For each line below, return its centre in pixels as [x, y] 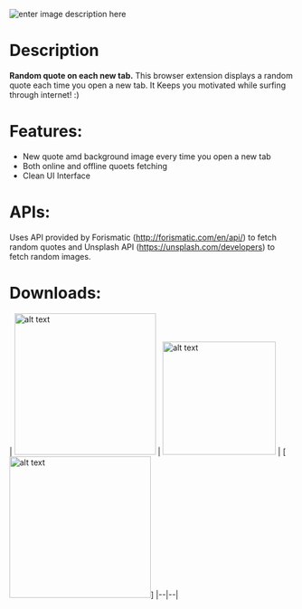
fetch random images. [50, 256]
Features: [46, 132]
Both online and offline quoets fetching [95, 166]
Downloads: [56, 293]
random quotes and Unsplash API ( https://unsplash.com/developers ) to [142, 247]
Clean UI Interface [57, 176]
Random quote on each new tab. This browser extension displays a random [151, 75]
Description [54, 51]
